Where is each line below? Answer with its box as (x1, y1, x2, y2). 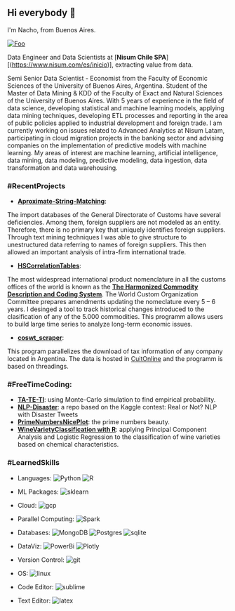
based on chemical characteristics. (17, 440, 119, 449)
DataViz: (17, 541, 42, 550)
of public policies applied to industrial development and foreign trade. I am (7, 119, 222, 127)
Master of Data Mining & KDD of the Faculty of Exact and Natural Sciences (7, 88, 223, 97)
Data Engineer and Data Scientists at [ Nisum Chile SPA (7, 53, 167, 61)
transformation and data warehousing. (7, 163, 118, 172)
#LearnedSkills (7, 458, 60, 468)
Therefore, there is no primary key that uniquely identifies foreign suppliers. (7, 225, 226, 234)
